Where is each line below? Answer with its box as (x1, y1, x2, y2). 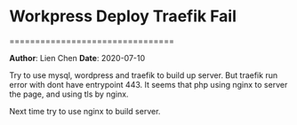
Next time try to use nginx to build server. (9, 105, 161, 116)
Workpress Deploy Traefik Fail (9, 6, 237, 27)
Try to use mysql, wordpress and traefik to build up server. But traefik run (9, 69, 278, 81)
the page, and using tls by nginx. (9, 89, 129, 99)
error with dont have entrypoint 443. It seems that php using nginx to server (9, 79, 288, 90)
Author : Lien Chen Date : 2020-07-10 (9, 52, 146, 63)
